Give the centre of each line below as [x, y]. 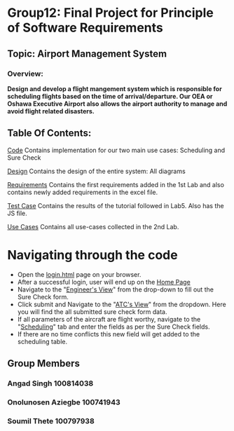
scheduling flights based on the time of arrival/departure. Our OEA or [110, 96]
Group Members [44, 363]
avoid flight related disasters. [51, 111]
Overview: [25, 74]
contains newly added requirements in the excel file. [83, 192]
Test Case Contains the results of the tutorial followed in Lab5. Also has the [116, 205]
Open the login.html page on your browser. [79, 274]
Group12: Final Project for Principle [110, 13]
